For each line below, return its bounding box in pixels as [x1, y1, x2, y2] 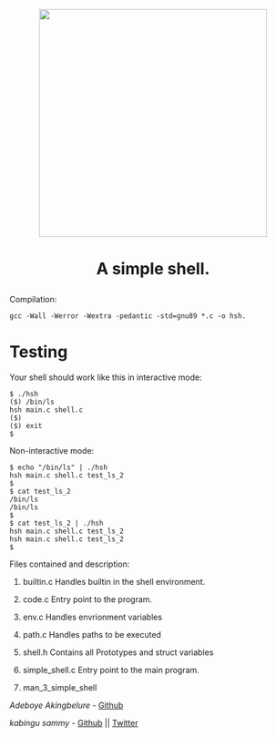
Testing [9, 342, 68, 363]
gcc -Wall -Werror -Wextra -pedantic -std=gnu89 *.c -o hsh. [9, 312, 247, 321]
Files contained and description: [9, 558, 130, 569]
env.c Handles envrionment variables [22, 611, 162, 623]
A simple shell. [96, 259, 210, 280]
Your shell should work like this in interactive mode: [9, 372, 202, 383]
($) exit [9, 422, 43, 431]
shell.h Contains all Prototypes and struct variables [22, 647, 214, 658]
